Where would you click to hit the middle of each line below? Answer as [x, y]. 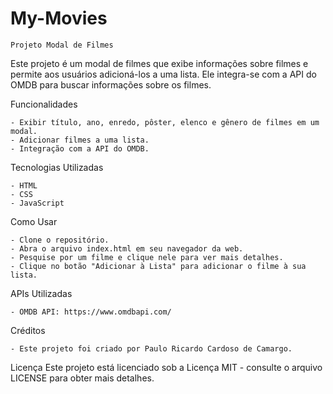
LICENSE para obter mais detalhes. [82, 378]
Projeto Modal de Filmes [62, 45]
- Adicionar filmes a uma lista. [80, 140]
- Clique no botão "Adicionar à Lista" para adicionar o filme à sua [158, 266]
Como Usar [34, 221]
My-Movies [59, 18]
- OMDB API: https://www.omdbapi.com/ [91, 312]
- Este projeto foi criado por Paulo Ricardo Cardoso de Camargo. [151, 348]
